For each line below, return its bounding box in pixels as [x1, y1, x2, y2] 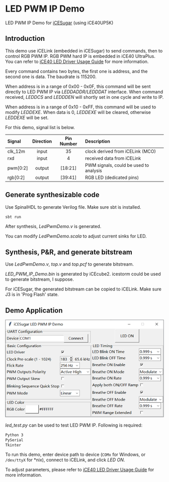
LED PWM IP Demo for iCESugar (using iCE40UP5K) [5, 20, 114, 26]
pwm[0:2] [7, 165, 28, 171]
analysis [84, 167, 102, 173]
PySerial [5, 438, 24, 443]
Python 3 [5, 433, 24, 438]
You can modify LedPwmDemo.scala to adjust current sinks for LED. [5, 233, 147, 239]
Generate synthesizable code [5, 191, 100, 199]
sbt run [5, 214, 22, 219]
